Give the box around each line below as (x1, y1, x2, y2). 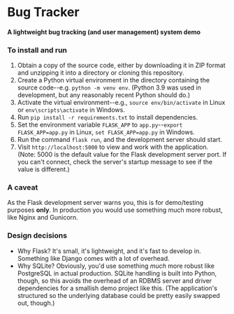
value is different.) (17, 165, 70, 173)
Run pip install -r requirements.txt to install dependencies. (17, 113, 198, 122)
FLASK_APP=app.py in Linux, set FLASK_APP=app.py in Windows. (17, 128, 196, 136)
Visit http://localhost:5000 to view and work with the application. (17, 143, 209, 151)
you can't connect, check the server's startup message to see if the (17, 158, 213, 166)
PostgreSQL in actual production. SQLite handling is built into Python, (17, 269, 217, 277)
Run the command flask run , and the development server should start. (17, 136, 222, 144)
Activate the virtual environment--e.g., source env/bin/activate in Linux (17, 99, 226, 107)
